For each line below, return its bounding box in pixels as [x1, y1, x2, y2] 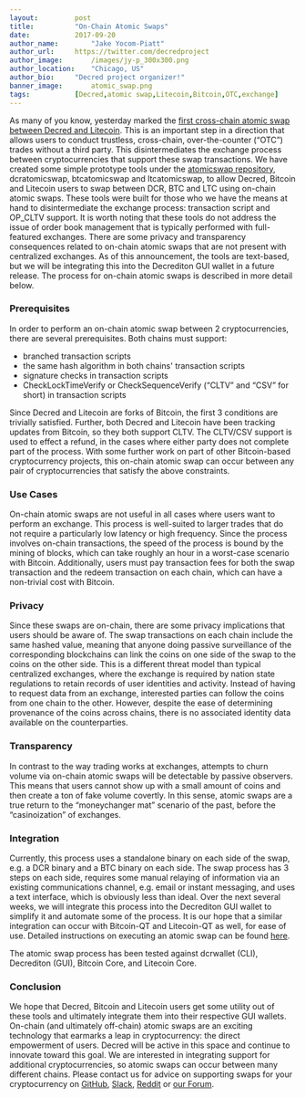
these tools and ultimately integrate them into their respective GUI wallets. [9, 1010, 287, 1022]
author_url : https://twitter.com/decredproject [9, 47, 209, 57]
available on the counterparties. [9, 717, 129, 728]
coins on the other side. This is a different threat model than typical [9, 659, 261, 670]
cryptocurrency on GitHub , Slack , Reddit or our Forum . [9, 1079, 215, 1090]
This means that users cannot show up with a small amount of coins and [9, 779, 281, 790]
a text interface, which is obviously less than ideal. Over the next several [9, 891, 280, 902]
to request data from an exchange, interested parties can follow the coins [9, 688, 285, 699]
